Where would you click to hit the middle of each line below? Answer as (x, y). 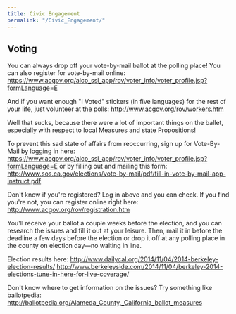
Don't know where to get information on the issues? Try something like (110, 288)
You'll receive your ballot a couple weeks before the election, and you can (114, 223)
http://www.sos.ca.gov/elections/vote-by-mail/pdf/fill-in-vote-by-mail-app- (117, 174)
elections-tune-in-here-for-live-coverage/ (68, 274)
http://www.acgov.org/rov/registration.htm (69, 210)
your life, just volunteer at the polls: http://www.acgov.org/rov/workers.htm (116, 109)
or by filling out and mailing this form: (113, 166)
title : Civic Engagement (44, 14)
